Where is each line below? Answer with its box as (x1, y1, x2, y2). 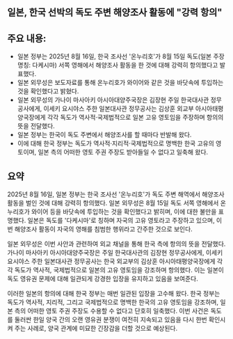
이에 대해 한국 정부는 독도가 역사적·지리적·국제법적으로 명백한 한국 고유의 (17, 139, 214, 148)
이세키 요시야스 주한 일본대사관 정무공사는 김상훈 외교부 (43, 104, 194, 113)
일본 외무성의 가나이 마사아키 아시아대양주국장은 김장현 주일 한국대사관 (17, 96, 209, 104)
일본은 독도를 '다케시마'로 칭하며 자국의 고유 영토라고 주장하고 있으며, (27, 216, 215, 225)
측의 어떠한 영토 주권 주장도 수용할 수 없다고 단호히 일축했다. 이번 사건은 (14, 307, 209, 315)
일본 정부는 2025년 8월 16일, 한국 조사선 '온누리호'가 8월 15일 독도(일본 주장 (17, 52, 225, 61)
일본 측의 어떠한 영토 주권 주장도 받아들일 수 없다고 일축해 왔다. (38, 148, 209, 157)
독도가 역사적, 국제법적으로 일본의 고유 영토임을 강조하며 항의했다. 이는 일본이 (14, 266, 225, 274)
